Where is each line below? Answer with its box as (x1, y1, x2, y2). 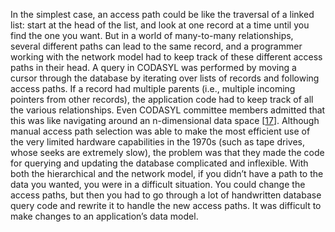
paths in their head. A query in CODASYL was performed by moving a (10, 62, 297, 73)
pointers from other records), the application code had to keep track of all (10, 94, 314, 105)
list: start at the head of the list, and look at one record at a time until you (10, 19, 310, 31)
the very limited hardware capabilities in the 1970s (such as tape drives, (10, 136, 305, 148)
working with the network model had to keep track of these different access (10, 51, 323, 63)
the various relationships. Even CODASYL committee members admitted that (10, 104, 326, 116)
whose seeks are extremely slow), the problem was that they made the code (10, 147, 325, 158)
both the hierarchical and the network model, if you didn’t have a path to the (10, 168, 324, 179)
